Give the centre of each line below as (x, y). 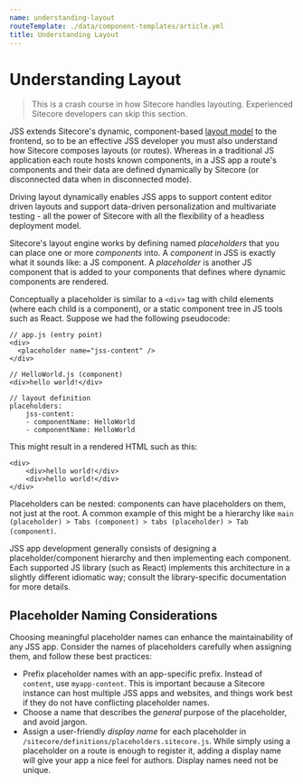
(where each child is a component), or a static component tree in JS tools (146, 309)
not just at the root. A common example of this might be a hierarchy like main (151, 514)
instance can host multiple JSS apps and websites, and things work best (157, 694)
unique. (37, 770)
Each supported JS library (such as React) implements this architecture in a (150, 568)
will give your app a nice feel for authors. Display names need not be (150, 760)
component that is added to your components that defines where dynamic (148, 272)
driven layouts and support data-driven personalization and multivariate (143, 207)
